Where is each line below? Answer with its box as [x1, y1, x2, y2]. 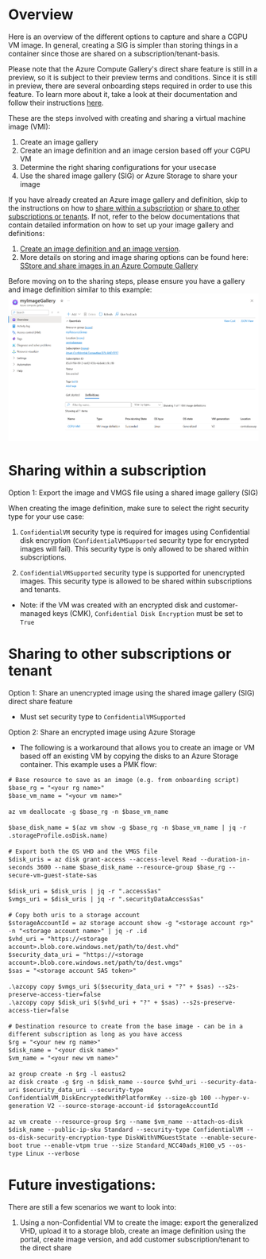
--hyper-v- [214, 1094, 250, 1102]
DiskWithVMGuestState [125, 1133, 197, 1141]
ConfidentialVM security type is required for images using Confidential [19, 527, 250, 537]
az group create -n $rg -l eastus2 [8, 1070, 126, 1078]
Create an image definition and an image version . [19, 244, 181, 254]
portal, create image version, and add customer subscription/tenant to [19, 1234, 250, 1244]
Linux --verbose [25, 1149, 80, 1157]
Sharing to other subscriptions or [8, 645, 232, 663]
